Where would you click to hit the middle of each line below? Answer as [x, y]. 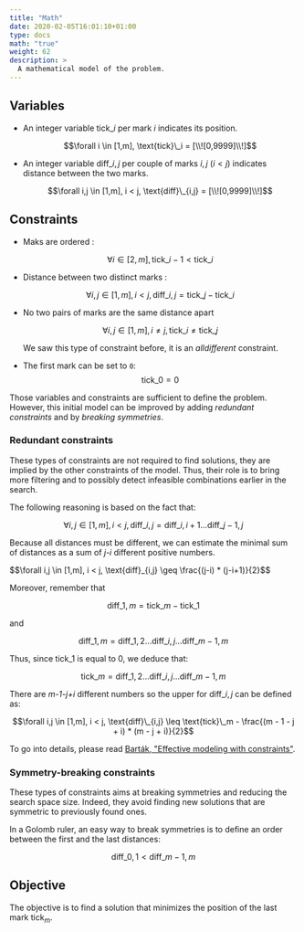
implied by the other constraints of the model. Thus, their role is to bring [145, 470]
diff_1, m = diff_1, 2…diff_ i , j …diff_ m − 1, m [153, 641]
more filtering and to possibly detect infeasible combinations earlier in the [148, 480]
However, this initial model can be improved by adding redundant [132, 407]
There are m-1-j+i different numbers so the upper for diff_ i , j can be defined [151, 694]
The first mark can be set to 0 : [79, 365]
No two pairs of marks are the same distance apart [118, 312]
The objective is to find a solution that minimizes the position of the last [143, 907]
